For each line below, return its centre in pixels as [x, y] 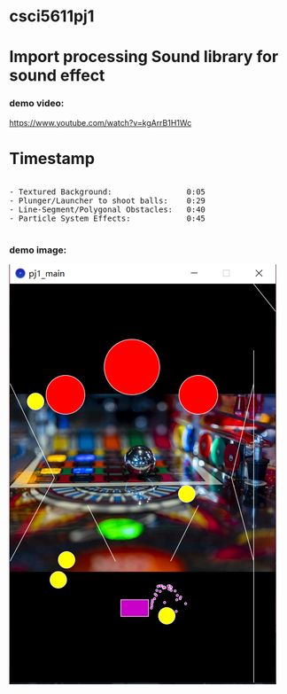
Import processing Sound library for [144, 57]
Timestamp [52, 158]
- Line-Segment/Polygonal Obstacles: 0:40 [108, 209]
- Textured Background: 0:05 [108, 191]
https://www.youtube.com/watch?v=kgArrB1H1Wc [101, 122]
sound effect [57, 76]
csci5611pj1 [52, 16]
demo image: [38, 250]
